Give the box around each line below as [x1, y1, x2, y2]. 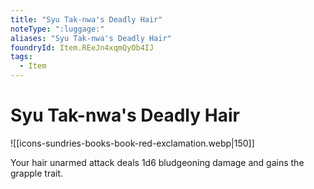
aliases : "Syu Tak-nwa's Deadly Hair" [10, 33, 172, 43]
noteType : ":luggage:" [10, 24, 105, 34]
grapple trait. [10, 167, 64, 179]
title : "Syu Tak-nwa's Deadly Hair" [10, 14, 163, 25]
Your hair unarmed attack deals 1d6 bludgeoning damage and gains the [10, 156, 305, 168]
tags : [10, 52, 33, 62]
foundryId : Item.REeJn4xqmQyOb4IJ [10, 42, 155, 53]
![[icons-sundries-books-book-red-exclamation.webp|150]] [10, 137, 255, 149]
